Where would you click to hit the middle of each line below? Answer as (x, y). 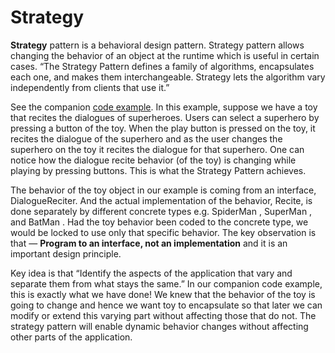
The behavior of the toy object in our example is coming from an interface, (163, 190)
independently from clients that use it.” (90, 87)
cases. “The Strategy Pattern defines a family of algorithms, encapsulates (162, 66)
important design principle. (66, 253)
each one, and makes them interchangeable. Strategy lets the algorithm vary (168, 77)
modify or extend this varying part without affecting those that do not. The (163, 315)
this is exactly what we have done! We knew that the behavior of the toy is (163, 294)
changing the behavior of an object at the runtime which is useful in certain (165, 55)
